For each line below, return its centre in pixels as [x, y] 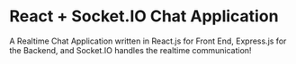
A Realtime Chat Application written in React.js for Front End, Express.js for [148, 41]
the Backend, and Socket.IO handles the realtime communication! [130, 50]
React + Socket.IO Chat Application [144, 16]
